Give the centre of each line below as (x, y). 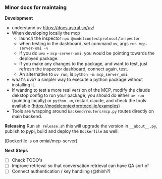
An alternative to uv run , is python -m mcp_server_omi (74, 74)
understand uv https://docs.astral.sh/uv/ (53, 28)
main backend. (27, 117)
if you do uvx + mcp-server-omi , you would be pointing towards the (87, 53)
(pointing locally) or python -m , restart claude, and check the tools (79, 101)
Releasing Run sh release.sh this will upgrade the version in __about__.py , (81, 126)
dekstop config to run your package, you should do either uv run (78, 95)
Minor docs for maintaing (36, 7)
